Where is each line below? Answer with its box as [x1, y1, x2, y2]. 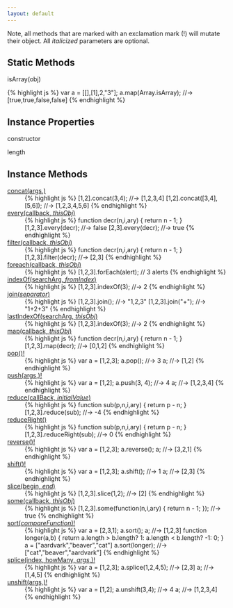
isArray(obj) [7, 75, 42, 83]
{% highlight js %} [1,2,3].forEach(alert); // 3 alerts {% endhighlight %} [24, 268, 226, 277]
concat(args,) [7, 187, 47, 195]
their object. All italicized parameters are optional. [7, 36, 150, 45]
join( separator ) [7, 290, 51, 299]
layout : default [7, 10, 54, 17]
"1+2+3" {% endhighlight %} [24, 305, 106, 313]
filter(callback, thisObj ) [7, 238, 73, 247]
